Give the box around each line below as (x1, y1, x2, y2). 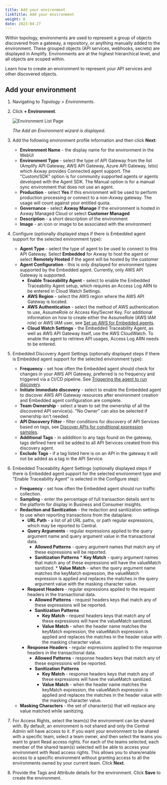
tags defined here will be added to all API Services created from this (19, 440, 160, 446)
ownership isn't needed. (19, 413, 70, 419)
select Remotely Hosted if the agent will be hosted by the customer (19, 256, 159, 262)
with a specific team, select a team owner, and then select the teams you (12, 734, 162, 740)
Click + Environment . (12, 108, 57, 115)
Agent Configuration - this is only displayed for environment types (19, 262, 158, 268)
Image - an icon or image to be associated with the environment (19, 221, 152, 227)
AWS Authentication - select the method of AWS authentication (27, 304, 159, 310)
